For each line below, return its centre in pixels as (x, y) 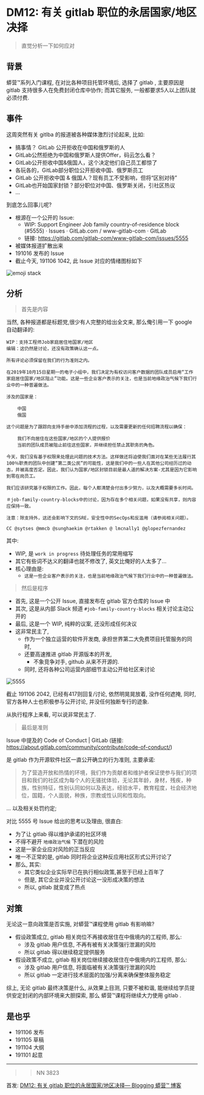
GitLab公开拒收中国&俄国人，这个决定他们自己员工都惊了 (86, 162)
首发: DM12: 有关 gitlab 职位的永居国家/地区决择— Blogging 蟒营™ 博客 (94, 1085)
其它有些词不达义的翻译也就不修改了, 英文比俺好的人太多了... (91, 561)
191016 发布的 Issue (39, 253)
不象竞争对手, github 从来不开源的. (76, 662)
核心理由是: (29, 569)
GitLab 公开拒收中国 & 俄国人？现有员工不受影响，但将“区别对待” (96, 177)
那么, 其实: (28, 865)
